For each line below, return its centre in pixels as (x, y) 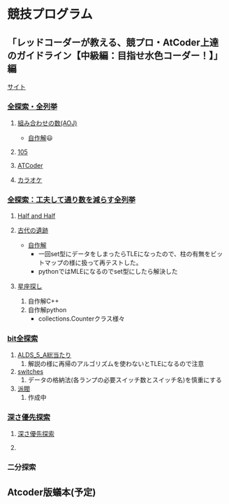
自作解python (47, 309)
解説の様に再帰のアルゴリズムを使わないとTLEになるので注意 (116, 363)
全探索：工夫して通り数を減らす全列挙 (72, 200)
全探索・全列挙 (32, 106)
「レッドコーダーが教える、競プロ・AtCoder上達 (113, 42)
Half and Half (36, 216)
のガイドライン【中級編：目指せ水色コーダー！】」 (115, 56)
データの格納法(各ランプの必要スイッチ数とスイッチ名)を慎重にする (125, 379)
